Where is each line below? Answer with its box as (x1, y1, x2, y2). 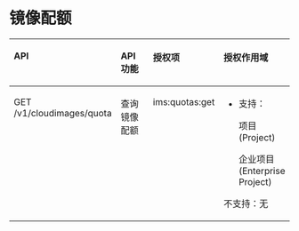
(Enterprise (238, 164, 286, 177)
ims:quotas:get (152, 95, 215, 108)
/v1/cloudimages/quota (13, 107, 113, 119)
